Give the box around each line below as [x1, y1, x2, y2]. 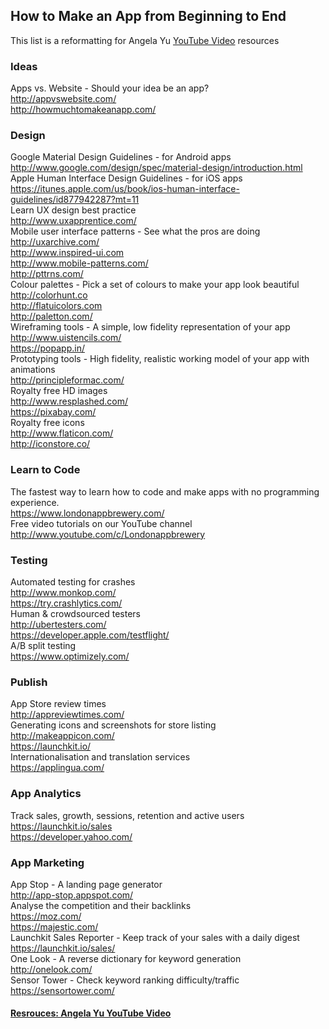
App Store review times [10, 698, 107, 710]
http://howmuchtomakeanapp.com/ [10, 104, 157, 116]
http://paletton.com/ [10, 310, 93, 323]
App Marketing [10, 855, 85, 869]
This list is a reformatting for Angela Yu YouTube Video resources [10, 34, 280, 46]
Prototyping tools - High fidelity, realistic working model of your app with [10, 353, 310, 365]
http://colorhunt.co [10, 289, 88, 301]
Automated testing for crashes [10, 576, 136, 588]
